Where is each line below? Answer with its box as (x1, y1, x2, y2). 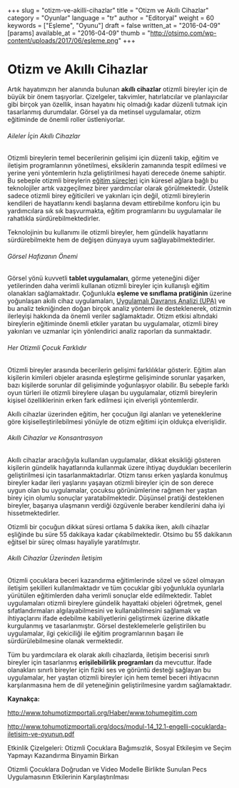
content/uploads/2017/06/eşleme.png (7, 36, 119, 45)
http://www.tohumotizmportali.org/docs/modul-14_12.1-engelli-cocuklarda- (7, 722, 227, 730)
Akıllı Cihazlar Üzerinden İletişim (7, 554, 103, 563)
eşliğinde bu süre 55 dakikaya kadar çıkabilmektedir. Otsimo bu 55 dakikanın (7, 530, 233, 538)
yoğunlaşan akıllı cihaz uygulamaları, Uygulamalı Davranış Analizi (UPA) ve (7, 297, 226, 305)
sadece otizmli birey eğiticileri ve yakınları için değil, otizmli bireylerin (7, 192, 210, 200)
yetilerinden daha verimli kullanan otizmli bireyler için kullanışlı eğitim (7, 282, 210, 290)
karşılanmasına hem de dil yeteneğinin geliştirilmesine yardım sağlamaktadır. (7, 680, 232, 689)
